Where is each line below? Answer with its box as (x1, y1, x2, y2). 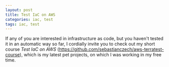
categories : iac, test (5, 17, 53, 22)
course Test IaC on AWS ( (5, 46, 59, 52)
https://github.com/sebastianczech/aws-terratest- (59, 46, 164, 52)
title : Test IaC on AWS (5, 12, 56, 17)
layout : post (5, 7, 33, 13)
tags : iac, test (5, 21, 40, 27)
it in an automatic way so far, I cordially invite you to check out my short (5, 41, 155, 47)
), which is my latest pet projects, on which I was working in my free (19, 52, 161, 58)
